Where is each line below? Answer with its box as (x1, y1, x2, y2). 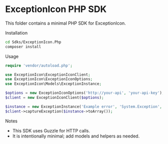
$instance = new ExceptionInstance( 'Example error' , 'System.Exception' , (5, 104, 162, 109)
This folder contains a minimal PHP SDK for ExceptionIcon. (5, 20, 126, 26)
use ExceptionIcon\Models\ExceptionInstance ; (5, 81, 101, 86)
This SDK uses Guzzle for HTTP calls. (12, 127, 90, 133)
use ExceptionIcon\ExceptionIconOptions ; (5, 77, 93, 82)
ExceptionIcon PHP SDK (5, 4, 107, 15)
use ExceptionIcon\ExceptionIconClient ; (5, 72, 91, 77)
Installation (5, 30, 28, 36)
